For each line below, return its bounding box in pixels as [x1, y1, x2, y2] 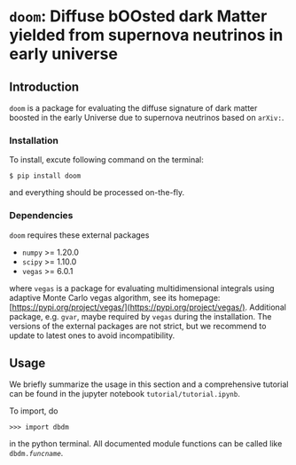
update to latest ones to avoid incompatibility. [9, 330, 175, 341]
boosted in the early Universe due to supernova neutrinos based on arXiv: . [9, 113, 284, 122]
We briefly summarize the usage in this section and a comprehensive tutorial [9, 379, 289, 390]
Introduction [9, 79, 80, 94]
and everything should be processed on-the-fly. [9, 187, 184, 198]
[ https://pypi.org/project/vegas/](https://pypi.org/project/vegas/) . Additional [9, 302, 286, 312]
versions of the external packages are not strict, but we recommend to [9, 320, 267, 331]
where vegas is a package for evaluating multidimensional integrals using [9, 282, 275, 294]
